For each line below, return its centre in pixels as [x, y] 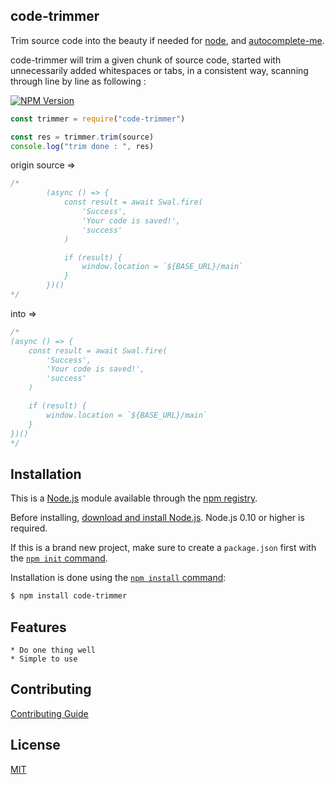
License [35, 745]
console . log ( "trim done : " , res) [82, 146]
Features [38, 627]
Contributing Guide [49, 713]
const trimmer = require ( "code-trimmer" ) [98, 119]
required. [29, 528]
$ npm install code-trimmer [69, 596]
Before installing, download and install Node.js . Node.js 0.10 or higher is [157, 518]
